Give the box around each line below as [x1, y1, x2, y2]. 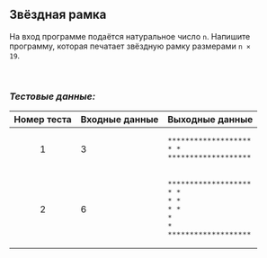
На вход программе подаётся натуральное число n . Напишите [9, 31, 251, 41]
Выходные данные [167, 113, 254, 126]
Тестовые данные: [9, 90, 96, 102]
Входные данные [80, 113, 159, 126]
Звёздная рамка [9, 7, 107, 22]
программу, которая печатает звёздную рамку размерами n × [9, 40, 251, 51]
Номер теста [13, 113, 72, 126]
